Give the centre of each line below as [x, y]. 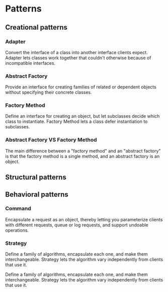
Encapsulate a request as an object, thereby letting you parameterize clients [84, 219]
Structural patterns [36, 177]
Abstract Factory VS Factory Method [51, 140]
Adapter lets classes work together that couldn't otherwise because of [78, 58]
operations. [17, 230]
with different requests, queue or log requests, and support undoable [77, 225]
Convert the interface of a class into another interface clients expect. [77, 52]
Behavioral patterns [37, 194]
